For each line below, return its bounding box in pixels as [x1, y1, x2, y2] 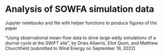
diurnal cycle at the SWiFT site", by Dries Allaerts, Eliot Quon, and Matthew [5, 40, 158, 46]
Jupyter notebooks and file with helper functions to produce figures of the [5, 20, 158, 26]
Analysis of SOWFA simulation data [5, 3, 155, 15]
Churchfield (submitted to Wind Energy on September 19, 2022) [5, 45, 136, 51]
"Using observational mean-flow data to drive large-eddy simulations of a [5, 35, 156, 41]
